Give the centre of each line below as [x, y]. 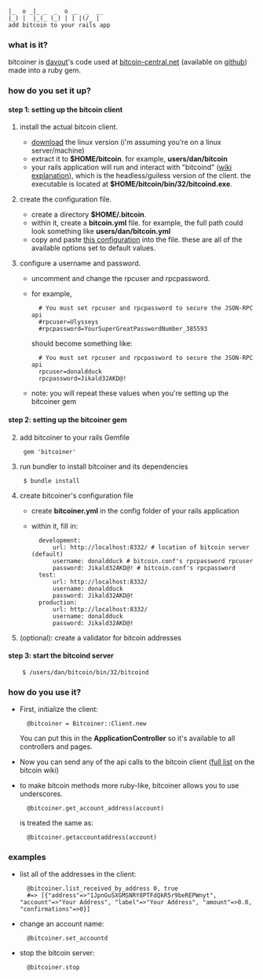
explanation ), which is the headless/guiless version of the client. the [141, 176]
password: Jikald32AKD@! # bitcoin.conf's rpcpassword [144, 568]
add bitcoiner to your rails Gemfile [75, 437]
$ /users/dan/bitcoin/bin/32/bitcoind [86, 672]
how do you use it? [45, 692]
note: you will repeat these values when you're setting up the [130, 393]
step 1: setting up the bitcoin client [66, 109]
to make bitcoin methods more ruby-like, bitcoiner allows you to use [129, 786]
